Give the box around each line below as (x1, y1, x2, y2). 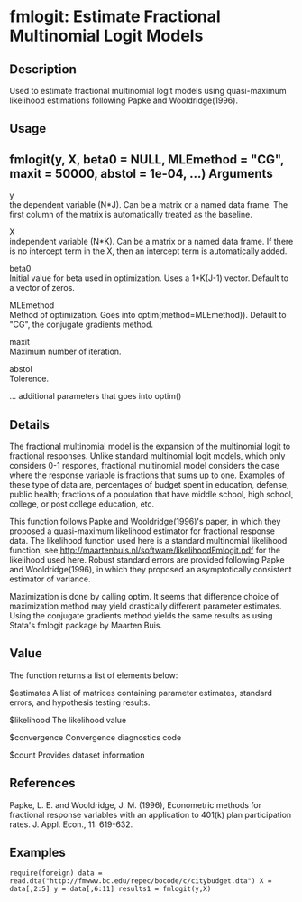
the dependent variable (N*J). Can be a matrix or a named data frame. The (9, 200, 288, 210)
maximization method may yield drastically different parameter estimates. (9, 600, 282, 611)
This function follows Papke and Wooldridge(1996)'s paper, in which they (9, 516, 281, 527)
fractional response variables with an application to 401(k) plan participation (9, 809, 292, 820)
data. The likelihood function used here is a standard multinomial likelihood (9, 535, 288, 546)
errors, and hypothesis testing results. (9, 697, 151, 708)
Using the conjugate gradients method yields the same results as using (9, 610, 273, 621)
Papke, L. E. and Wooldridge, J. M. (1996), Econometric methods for (9, 799, 261, 810)
